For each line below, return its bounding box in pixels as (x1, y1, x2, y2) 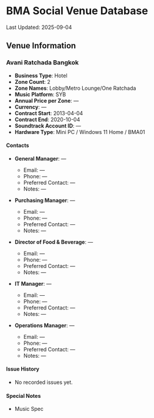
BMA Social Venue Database (6, 4, 148, 18)
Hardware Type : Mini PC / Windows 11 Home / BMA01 (14, 128, 145, 135)
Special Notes (6, 392, 41, 399)
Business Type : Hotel (14, 72, 68, 79)
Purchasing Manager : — (14, 197, 75, 204)
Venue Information (6, 41, 76, 51)
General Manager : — (14, 155, 66, 162)
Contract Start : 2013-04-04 (14, 109, 83, 116)
